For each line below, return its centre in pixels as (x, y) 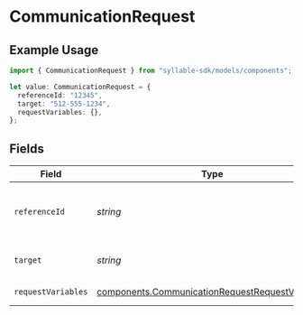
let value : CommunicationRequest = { (80, 87)
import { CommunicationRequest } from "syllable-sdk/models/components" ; (151, 70)
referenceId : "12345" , (60, 95)
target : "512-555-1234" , (64, 104)
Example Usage (54, 50)
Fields (27, 148)
